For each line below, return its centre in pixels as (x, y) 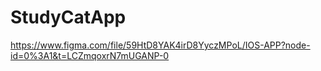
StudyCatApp (68, 17)
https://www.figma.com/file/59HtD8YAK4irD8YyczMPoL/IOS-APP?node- (160, 45)
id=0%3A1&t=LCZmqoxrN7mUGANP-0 (90, 55)
